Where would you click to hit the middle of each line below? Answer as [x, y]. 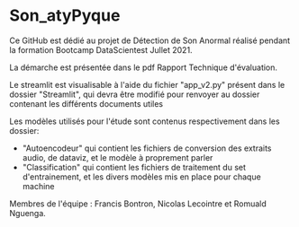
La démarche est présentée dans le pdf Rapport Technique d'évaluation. [143, 67]
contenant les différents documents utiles [86, 103]
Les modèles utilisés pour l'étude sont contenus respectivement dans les [145, 121]
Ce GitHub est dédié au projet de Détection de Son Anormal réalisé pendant [150, 40]
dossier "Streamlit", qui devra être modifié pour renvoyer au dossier [135, 94]
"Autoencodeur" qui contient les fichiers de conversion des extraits [147, 148]
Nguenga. [28, 213]
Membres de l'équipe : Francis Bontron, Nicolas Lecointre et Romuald [138, 204]
